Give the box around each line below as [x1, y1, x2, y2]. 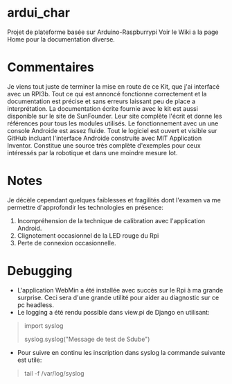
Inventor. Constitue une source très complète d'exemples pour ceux [7, 141, 201, 150]
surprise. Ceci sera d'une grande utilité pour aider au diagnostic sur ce [17, 293, 220, 302]
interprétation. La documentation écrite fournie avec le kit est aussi [7, 104, 199, 112]
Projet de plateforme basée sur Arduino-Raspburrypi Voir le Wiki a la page [7, 28, 220, 36]
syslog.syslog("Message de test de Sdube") [24, 335, 150, 343]
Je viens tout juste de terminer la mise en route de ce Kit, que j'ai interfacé [7, 82, 220, 91]
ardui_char [7, 5, 71, 21]
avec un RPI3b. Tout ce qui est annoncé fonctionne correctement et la [7, 89, 207, 98]
